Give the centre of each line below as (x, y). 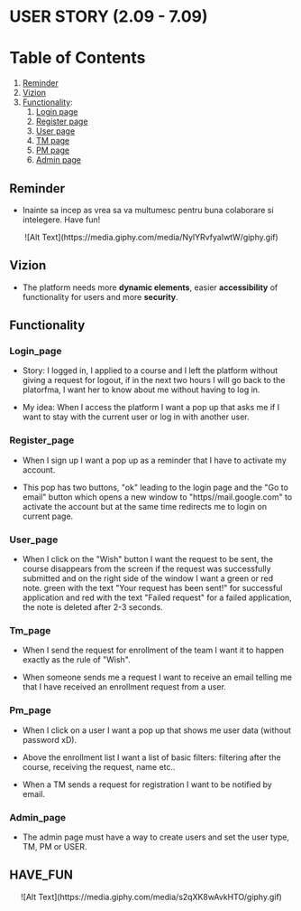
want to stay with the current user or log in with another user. (136, 417)
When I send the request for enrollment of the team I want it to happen (153, 650)
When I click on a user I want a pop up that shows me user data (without (156, 730)
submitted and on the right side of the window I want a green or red (148, 578)
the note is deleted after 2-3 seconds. (93, 607)
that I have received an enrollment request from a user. (124, 687)
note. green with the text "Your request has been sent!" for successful (152, 588)
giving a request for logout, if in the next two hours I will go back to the (154, 380)
